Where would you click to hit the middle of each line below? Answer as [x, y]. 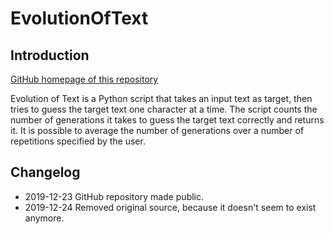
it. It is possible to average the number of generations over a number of [157, 130]
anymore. [44, 218]
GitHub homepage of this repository [84, 79]
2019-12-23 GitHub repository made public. [114, 196]
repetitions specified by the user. [78, 141]
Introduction [50, 55]
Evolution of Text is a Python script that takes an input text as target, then [161, 98]
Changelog [45, 172]
